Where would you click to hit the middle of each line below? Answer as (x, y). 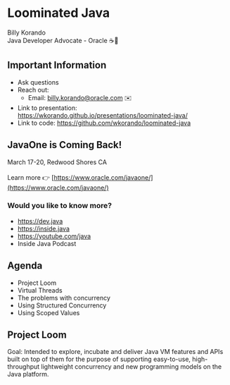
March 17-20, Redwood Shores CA (57, 162)
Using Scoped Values (49, 312)
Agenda (25, 266)
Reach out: (33, 90)
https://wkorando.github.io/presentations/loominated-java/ (103, 115)
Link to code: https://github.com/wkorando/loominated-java (104, 123)
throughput (24, 367)
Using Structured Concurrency (62, 305)
